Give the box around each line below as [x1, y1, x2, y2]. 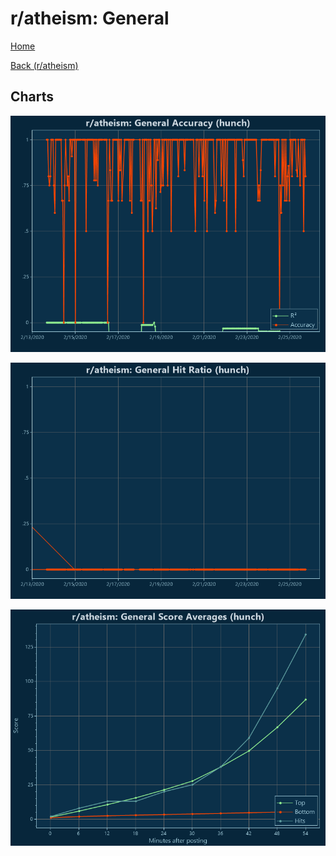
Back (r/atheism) [10, 59, 79, 71]
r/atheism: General [10, 7, 170, 30]
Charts [10, 88, 55, 106]
